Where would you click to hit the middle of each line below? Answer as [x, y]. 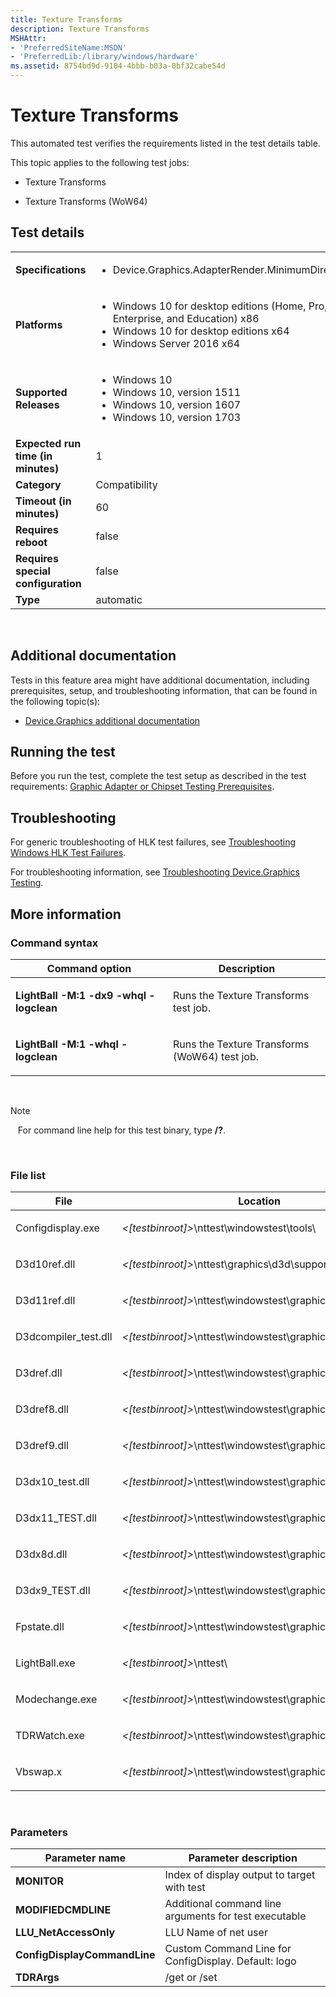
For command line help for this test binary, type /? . [122, 1130]
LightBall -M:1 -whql [67, 1044]
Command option [89, 968]
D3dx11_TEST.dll [56, 1518]
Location [259, 1201]
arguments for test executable [235, 1916]
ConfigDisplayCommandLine [85, 1955]
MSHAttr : [28, 38]
